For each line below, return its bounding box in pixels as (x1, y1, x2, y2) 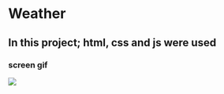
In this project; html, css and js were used (8, 36, 217, 49)
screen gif (8, 60, 48, 70)
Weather (8, 5, 66, 23)
